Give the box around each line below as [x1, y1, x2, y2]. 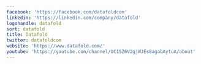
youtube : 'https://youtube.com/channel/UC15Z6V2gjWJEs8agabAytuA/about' [6, 49, 196, 55]
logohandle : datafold [6, 20, 62, 26]
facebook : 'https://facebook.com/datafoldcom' [6, 9, 127, 15]
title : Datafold [6, 32, 48, 38]
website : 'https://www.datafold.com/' [6, 43, 105, 49]
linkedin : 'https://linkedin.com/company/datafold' [6, 15, 141, 21]
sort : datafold [6, 26, 45, 32]
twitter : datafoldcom [6, 37, 62, 43]
